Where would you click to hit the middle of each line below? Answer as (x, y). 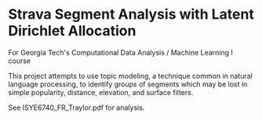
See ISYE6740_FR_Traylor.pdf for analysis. (76, 108)
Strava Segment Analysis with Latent (131, 14)
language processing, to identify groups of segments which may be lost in (128, 84)
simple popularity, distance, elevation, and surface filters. (101, 92)
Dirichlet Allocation (72, 31)
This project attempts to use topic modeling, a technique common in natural (130, 76)
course (20, 61)
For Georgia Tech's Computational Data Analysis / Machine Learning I (121, 52)
